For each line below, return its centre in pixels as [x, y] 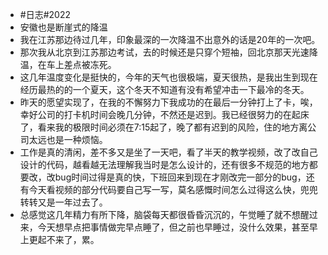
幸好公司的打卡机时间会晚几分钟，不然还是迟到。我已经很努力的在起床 [164, 114]
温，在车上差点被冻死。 [68, 64]
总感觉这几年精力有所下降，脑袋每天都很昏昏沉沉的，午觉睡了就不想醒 [164, 214]
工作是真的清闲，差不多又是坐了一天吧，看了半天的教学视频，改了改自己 [168, 152]
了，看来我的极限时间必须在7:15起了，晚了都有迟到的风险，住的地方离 [163, 127]
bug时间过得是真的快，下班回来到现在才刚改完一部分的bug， [180, 177]
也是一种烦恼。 [77, 139]
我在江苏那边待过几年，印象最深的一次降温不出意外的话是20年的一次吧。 [170, 39]
